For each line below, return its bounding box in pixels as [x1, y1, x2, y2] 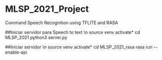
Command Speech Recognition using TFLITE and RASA [5, 20, 118, 26]
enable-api [5, 49, 27, 55]
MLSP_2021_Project [5, 3, 89, 15]
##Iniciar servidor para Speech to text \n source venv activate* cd [5, 29, 140, 35]
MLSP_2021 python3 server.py [5, 34, 68, 40]
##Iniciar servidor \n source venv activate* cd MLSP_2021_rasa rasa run [5, 44, 153, 50]
